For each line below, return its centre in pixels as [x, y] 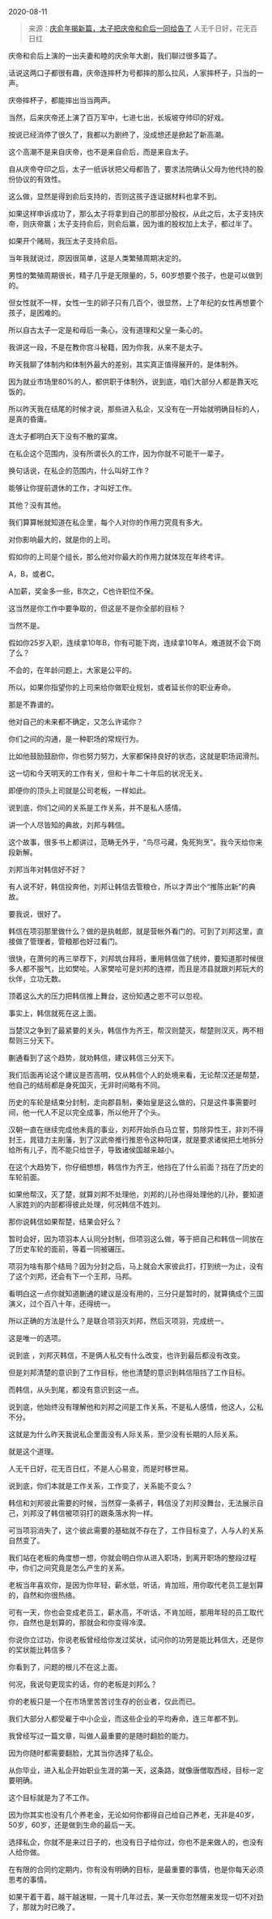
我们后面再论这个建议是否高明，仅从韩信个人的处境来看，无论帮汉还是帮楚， [136, 1075]
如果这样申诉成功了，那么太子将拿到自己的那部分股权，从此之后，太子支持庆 [136, 213]
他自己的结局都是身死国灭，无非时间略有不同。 [86, 1085]
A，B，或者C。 [34, 574]
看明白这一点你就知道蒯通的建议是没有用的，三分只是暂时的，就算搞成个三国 [136, 1294]
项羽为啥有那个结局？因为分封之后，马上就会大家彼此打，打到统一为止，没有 [136, 1266]
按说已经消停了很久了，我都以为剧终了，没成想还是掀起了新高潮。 [118, 134]
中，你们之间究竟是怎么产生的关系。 [69, 1568]
